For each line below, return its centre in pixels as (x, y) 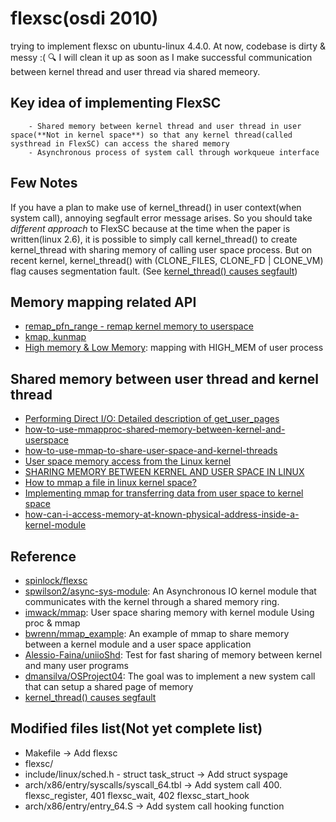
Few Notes (44, 183)
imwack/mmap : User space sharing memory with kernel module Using (169, 612)
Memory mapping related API (103, 302)
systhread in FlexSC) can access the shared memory (120, 143)
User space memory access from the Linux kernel (128, 461)
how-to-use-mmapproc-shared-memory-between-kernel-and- (155, 429)
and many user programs (76, 665)
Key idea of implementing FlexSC (116, 103)
